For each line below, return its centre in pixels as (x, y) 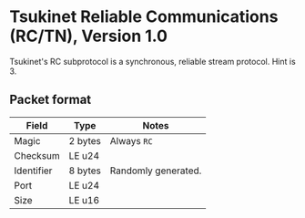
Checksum (37, 155)
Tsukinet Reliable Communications (144, 17)
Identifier (33, 171)
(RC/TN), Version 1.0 (89, 36)
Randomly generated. (156, 171)
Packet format (51, 100)
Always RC (131, 140)
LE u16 (84, 200)
